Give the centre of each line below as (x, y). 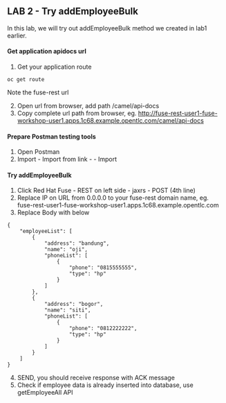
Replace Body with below (53, 213)
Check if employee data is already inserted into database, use (105, 385)
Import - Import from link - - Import (67, 160)
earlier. (17, 35)
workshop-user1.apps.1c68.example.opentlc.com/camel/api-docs (110, 121)
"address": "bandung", (77, 243)
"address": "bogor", (74, 305)
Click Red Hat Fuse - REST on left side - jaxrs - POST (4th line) (106, 191)
